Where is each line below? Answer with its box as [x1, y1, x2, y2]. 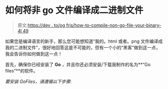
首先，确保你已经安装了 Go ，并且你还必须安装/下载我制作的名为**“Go [5, 61, 151, 67]
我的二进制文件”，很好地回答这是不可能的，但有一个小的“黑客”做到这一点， [5, 44, 160, 50]
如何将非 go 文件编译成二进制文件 [5, 5, 144, 16]
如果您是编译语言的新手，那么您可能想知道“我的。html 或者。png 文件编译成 [5, 38, 163, 44]
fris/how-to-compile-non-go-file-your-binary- [66, 22, 161, 28]
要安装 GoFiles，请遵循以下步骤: [5, 78, 72, 84]
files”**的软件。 [5, 67, 38, 73]
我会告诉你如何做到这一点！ [5, 51, 63, 57]
